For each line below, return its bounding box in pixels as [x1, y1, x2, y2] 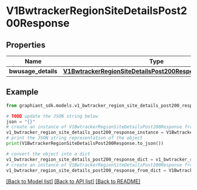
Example [6, 87, 39, 97]
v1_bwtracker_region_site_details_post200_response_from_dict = [6, 167, 167, 174]
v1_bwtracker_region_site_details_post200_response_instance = [6, 130, 164, 135]
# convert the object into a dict [6, 151, 91, 157]
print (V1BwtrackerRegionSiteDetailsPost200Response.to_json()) [6, 141, 164, 147]
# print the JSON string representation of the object [6, 135, 143, 141]
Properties [6, 40, 46, 50]
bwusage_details [9, 67, 57, 75]
